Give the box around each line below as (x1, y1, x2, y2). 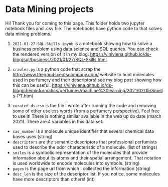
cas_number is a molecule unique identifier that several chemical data (12, 128, 154, 134)
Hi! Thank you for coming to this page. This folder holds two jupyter (5, 20, 145, 26)
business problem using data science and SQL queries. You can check (12, 46, 158, 52)
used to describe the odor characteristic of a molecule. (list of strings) (12, 144, 157, 150)
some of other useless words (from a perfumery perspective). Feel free (12, 108, 160, 114)
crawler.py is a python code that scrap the (12, 66, 101, 72)
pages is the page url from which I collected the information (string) (12, 165, 151, 171)
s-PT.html (12, 93, 33, 99)
